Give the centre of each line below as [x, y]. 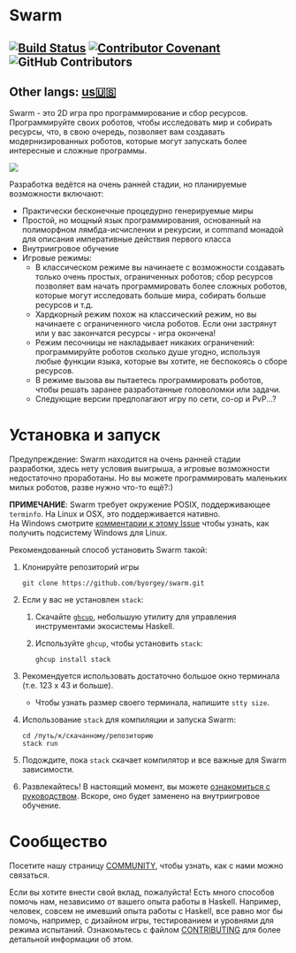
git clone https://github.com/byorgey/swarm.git [113, 584]
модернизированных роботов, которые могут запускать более [128, 142]
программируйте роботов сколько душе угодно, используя [148, 352]
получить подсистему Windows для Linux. [88, 533]
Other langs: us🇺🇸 [63, 92]
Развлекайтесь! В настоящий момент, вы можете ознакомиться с [146, 787]
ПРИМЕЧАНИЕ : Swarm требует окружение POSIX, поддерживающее [140, 504]
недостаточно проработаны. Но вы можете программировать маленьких [148, 478]
